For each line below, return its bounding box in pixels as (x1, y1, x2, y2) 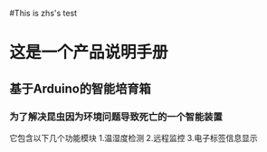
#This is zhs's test (9, 8, 78, 18)
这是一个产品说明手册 (9, 43, 169, 62)
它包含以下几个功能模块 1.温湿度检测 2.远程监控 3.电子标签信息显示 (9, 132, 258, 143)
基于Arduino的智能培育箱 (9, 81, 151, 96)
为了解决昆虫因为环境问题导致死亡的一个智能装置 (9, 110, 224, 123)
